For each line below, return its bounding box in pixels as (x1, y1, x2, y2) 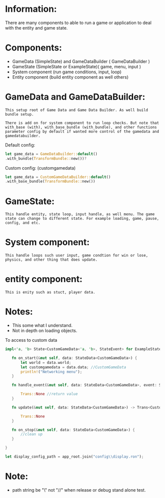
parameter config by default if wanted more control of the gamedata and (5, 129, 160, 134)
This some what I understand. (12, 322, 73, 328)
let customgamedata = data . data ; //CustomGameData (20, 365, 126, 370)
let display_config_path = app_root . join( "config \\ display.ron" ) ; (5, 454, 144, 459)
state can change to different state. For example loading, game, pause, (5, 216, 160, 221)
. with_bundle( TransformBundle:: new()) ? (5, 156, 87, 161)
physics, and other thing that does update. (5, 257, 98, 263)
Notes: (5, 306, 33, 318)
